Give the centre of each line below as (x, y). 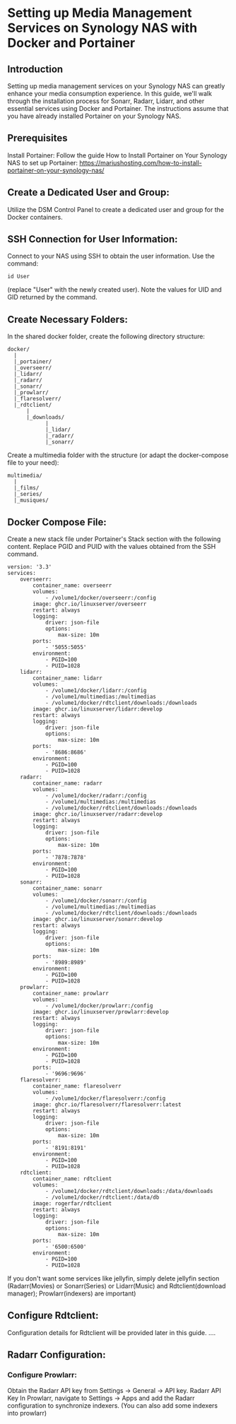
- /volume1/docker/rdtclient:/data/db (102, 1198)
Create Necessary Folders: (68, 319)
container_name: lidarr (67, 678)
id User (19, 277)
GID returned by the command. (52, 297)
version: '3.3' (30, 567)
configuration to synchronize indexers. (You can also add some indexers (112, 1405)
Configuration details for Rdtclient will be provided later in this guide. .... (112, 1332)
